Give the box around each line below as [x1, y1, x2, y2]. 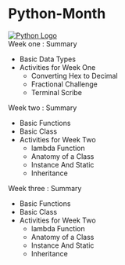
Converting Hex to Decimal [30, 71, 119, 80]
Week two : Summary [8, 103, 77, 112]
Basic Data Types [19, 54, 77, 64]
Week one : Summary [8, 39, 77, 48]
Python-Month [8, 5, 106, 23]
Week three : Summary [8, 183, 82, 193]
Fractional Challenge [30, 79, 98, 89]
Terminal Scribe [30, 87, 82, 97]
